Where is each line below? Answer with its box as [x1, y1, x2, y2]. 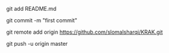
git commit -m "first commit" [6, 17, 77, 23]
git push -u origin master [6, 40, 68, 47]
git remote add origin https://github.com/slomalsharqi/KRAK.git [6, 28, 163, 36]
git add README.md [6, 5, 57, 12]
